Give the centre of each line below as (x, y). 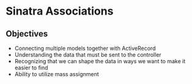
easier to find (31, 68)
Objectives (27, 34)
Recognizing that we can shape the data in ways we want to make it (100, 61)
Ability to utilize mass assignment (57, 74)
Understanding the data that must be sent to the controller (88, 55)
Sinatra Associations (60, 11)
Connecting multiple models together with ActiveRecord (85, 48)
